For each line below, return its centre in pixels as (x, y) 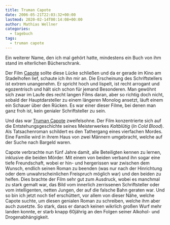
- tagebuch (21, 34)
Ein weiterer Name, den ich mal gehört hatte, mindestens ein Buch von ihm (83, 58)
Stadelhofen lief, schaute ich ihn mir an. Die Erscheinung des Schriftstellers (84, 78)
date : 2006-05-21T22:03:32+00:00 (41, 15)
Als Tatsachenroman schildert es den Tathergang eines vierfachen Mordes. (84, 131)
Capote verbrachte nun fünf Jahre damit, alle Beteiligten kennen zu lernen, (83, 152)
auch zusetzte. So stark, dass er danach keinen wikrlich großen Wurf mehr (83, 206)
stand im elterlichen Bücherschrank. (43, 63)
